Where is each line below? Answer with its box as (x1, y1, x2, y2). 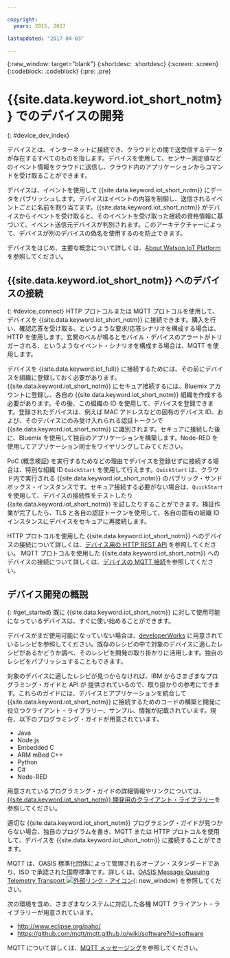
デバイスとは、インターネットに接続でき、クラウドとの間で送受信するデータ (7, 145, 223, 154)
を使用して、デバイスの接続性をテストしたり (7, 491, 133, 500)
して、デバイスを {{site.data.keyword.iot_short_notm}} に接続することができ (7, 835, 222, 844)
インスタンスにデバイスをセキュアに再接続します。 (7, 518, 151, 526)
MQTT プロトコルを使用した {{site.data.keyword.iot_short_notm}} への (20, 549, 220, 558)
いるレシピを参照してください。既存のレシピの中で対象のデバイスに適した (7, 640, 218, 648)
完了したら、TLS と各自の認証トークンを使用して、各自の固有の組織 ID (19, 509, 220, 517)
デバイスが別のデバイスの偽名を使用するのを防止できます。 (19, 229, 187, 238)
